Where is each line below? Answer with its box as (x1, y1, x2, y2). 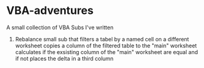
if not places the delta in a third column (15, 55, 114, 62)
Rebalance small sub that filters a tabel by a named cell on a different (15, 35, 189, 42)
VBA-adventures (6, 4, 93, 18)
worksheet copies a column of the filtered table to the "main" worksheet (15, 42, 197, 49)
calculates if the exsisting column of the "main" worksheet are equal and (15, 48, 199, 55)
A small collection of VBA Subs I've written (6, 24, 114, 31)
